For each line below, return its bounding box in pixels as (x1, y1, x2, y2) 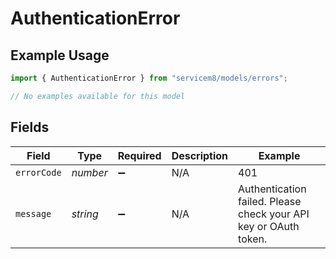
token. (238, 232, 268, 246)
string (71, 207, 99, 221)
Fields (10, 119, 50, 136)
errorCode (15, 167, 62, 178)
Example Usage (10, 47, 110, 64)
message (15, 208, 52, 219)
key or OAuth (238, 219, 300, 233)
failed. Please (238, 194, 302, 208)
